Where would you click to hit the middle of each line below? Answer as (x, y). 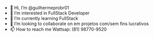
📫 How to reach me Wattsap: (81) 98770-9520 (58, 29)
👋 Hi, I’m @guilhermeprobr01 (39, 8)
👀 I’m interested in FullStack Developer (50, 13)
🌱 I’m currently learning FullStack (44, 18)
